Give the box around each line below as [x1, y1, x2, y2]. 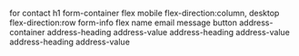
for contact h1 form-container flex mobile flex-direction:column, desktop [9, 8, 280, 18]
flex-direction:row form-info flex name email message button [9, 17, 238, 28]
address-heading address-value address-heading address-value [46, 27, 291, 37]
